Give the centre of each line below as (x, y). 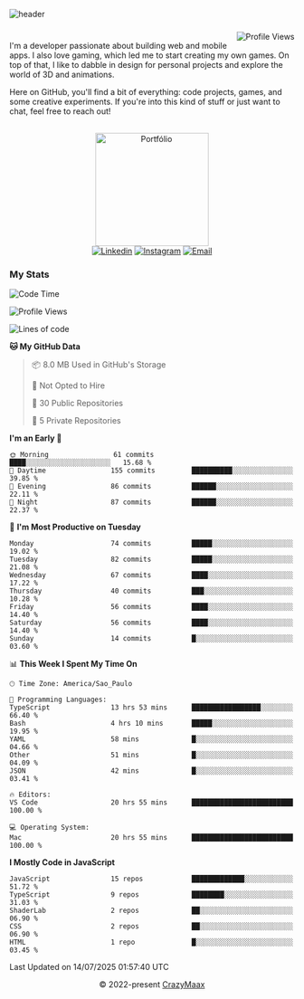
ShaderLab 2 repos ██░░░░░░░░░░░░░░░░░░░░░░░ (152, 910)
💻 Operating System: (50, 827)
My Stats (29, 274)
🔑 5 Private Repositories (76, 420)
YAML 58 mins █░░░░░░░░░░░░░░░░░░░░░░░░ (152, 739)
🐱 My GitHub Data (45, 346)
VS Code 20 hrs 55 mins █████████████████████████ (152, 802)
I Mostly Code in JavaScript (62, 862)
